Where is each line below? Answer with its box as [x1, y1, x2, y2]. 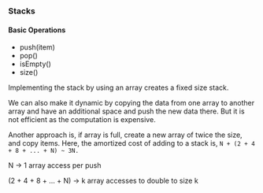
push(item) [19, 43, 55, 52]
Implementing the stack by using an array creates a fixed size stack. [8, 83, 229, 92]
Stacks [8, 6, 35, 17]
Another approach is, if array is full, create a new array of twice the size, [8, 130, 243, 139]
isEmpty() [19, 59, 51, 69]
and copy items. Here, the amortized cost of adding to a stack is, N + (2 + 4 [8, 139, 256, 148]
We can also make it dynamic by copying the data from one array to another [8, 98, 255, 108]
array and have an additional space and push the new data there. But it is [8, 106, 246, 116]
